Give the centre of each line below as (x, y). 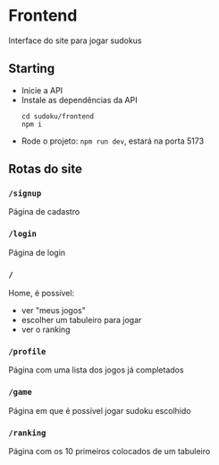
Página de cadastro (44, 212)
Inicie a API (42, 90)
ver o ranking (46, 329)
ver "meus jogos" (53, 311)
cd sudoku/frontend (58, 116)
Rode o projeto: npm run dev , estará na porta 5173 (113, 141)
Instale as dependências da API (79, 100)
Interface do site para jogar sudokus (75, 40)
